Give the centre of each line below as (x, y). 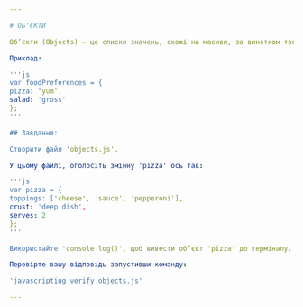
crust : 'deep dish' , (48, 207)
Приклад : (26, 58)
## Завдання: (34, 133)
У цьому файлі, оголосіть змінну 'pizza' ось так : (106, 165)
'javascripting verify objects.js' (76, 281)
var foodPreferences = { (56, 83)
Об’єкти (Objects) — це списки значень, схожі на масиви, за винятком (145, 42)
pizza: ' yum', (36, 91)
